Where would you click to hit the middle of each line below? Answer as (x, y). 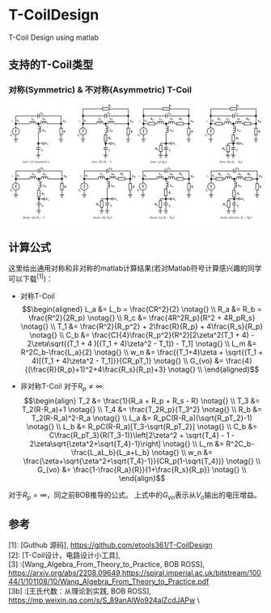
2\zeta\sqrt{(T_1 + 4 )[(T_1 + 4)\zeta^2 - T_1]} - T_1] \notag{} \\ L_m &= (142, 343)
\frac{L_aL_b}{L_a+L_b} (110, 452)
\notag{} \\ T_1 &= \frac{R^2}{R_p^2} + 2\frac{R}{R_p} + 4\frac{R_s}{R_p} (142, 326)
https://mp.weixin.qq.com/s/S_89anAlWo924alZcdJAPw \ (104, 600)
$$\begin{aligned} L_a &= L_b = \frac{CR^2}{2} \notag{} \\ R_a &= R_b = (142, 309)
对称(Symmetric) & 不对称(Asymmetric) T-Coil (100, 90)
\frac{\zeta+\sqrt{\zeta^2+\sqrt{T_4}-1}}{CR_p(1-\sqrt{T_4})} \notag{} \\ (142, 461)
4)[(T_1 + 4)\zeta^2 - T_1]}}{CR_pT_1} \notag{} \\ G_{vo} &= (127, 360)
